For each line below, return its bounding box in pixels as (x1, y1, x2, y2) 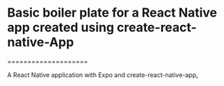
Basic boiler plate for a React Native (7, 5, 218, 21)
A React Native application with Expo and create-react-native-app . (7, 71, 198, 79)
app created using (7, 19, 115, 35)
